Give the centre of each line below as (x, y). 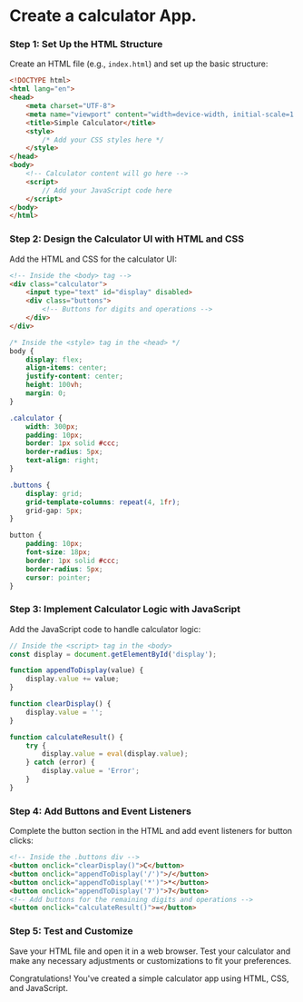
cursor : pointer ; (59, 578)
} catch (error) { (60, 763)
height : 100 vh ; (54, 385)
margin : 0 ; (46, 393)
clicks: (21, 840)
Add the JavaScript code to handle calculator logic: (105, 629)
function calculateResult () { (67, 737)
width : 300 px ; (52, 427)
